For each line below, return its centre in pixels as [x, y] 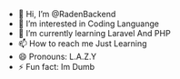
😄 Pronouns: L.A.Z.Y [57, 56]
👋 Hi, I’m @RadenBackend [67, 14]
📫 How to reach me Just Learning [82, 44]
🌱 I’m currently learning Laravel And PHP [94, 33]
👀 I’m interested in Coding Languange [88, 24]
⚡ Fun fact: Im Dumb [56, 67]
